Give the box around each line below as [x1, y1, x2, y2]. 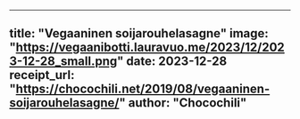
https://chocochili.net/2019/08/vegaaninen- [15, 82, 271, 97]
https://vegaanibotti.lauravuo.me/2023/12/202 [15, 40, 286, 55]
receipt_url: [9, 67, 75, 83]
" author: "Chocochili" [119, 95, 247, 111]
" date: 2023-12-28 [117, 54, 228, 69]
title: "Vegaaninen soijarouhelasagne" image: [9, 26, 270, 41]
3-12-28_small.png [9, 54, 118, 69]
